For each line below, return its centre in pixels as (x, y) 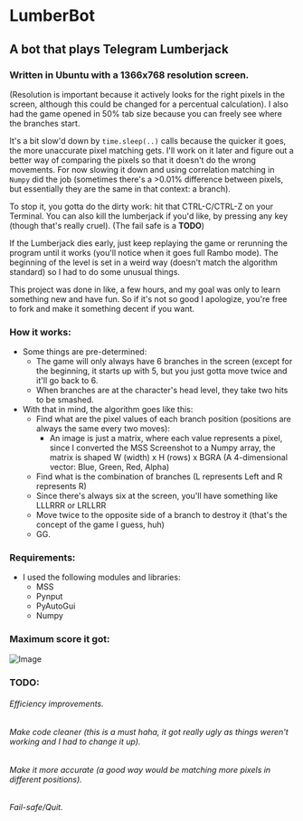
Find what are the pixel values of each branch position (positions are (163, 419)
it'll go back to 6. (67, 381)
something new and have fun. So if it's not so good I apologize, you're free (148, 298)
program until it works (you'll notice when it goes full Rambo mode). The (144, 252)
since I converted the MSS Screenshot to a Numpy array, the (162, 448)
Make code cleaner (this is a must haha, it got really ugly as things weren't (149, 731)
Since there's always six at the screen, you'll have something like (157, 496)
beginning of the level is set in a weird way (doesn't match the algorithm (144, 262)
